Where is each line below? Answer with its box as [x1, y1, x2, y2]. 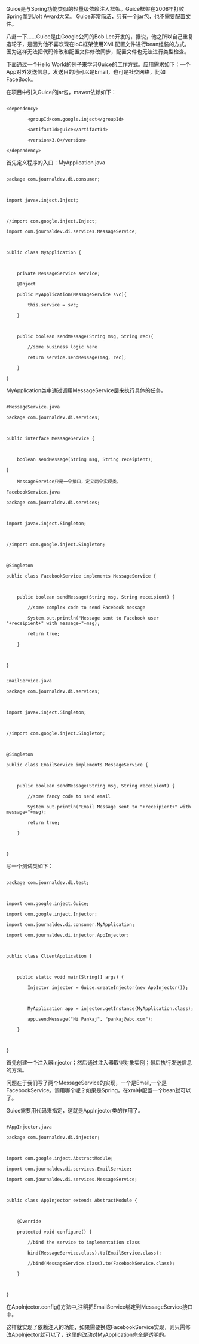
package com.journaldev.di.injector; [6, 1135, 100, 1141]
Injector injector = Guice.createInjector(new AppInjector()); [27, 985, 188, 991]
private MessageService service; [17, 270, 100, 276]
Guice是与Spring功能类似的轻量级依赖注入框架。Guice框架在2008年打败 [6, 5, 185, 12]
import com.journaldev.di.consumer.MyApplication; [6, 922, 135, 928]
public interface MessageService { [6, 435, 95, 441]
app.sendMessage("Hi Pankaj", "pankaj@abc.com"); [27, 1016, 154, 1022]
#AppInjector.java [6, 1124, 52, 1130]
